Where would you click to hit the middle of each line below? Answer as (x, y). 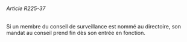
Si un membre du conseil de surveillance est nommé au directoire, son (93, 27)
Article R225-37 (26, 8)
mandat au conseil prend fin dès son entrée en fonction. (76, 33)
